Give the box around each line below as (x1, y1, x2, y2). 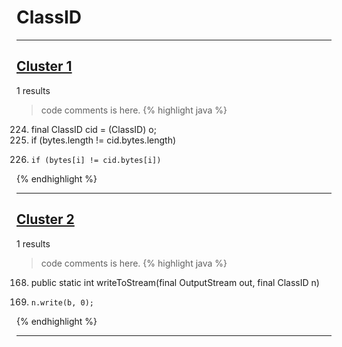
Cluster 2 (16, 211, 75, 228)
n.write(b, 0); (30, 297, 95, 308)
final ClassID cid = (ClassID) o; (30, 123, 157, 135)
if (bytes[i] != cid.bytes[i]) (30, 155, 162, 165)
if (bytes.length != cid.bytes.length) (30, 134, 177, 146)
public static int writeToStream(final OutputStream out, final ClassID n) (30, 276, 320, 288)
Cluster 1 (16, 58, 73, 75)
